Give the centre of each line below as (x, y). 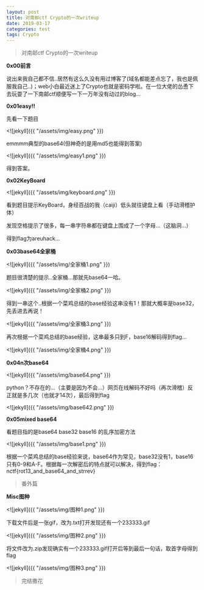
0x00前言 (19, 66)
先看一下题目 (22, 119)
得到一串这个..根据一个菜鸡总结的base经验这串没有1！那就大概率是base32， (102, 303)
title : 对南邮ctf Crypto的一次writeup (53, 18)
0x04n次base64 (28, 363)
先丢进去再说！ (25, 311)
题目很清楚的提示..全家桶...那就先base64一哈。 (65, 278)
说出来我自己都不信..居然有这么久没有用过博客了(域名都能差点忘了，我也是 (100, 79)
